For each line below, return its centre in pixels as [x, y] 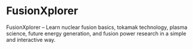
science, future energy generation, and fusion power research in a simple [96, 33]
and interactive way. [31, 40]
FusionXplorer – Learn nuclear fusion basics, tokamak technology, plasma [97, 27]
